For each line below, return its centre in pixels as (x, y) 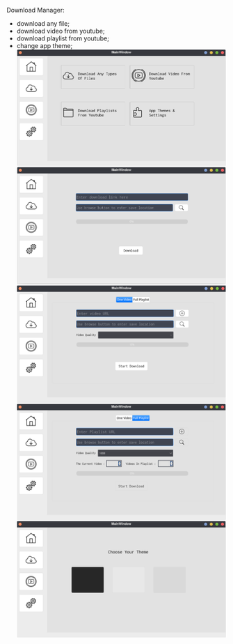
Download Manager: (35, 10)
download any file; (43, 23)
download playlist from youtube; (63, 38)
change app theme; (45, 46)
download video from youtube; (61, 31)
